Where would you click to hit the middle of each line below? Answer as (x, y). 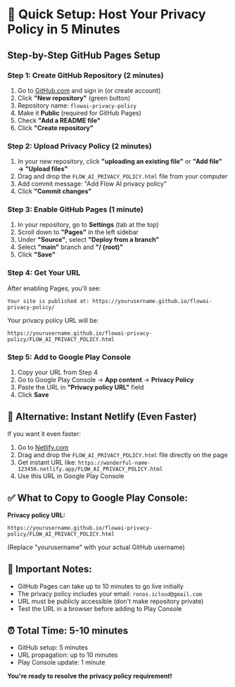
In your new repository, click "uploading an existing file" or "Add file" (120, 162)
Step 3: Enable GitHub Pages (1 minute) (76, 210)
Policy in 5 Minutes (64, 29)
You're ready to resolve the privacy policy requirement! (90, 676)
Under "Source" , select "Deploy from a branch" (88, 240)
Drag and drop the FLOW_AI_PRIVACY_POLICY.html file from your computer (122, 176)
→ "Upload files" (43, 169)
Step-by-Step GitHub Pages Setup (84, 55)
